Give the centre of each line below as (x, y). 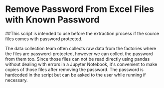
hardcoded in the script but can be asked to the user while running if (76, 75)
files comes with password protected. (44, 39)
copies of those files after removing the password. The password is (74, 69)
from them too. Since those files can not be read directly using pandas (78, 59)
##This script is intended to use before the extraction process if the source (82, 33)
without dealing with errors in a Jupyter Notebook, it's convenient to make (81, 64)
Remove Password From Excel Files (80, 9)
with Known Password (52, 20)
